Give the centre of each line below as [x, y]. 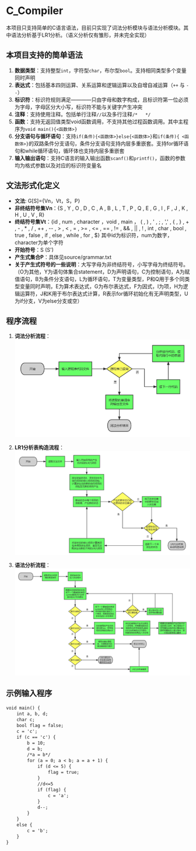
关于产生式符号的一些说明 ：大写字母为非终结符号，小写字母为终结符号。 [101, 264]
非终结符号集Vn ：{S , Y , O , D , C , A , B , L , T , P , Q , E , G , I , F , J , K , [101, 208]
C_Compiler [35, 11]
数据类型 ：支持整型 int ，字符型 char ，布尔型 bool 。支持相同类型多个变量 [100, 70]
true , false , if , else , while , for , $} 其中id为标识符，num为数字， [93, 235]
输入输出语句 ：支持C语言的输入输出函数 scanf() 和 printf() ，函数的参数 [100, 158]
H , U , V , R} [29, 215]
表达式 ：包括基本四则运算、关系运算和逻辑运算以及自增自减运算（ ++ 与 [100, 85]
